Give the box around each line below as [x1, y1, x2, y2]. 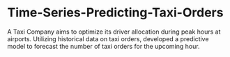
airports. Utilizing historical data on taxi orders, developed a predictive [7, 34, 209, 43]
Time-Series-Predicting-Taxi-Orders [7, 5, 224, 21]
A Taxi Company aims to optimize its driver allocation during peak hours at [7, 27, 221, 36]
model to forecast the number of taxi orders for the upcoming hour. [7, 42, 200, 50]
